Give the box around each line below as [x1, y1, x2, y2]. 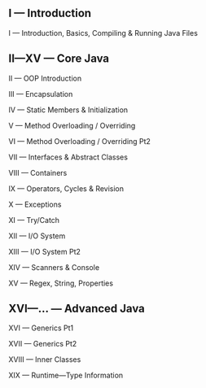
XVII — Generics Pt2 [8, 339, 77, 349]
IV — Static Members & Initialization [8, 105, 129, 115]
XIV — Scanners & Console [8, 262, 100, 272]
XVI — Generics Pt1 [8, 323, 74, 333]
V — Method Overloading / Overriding [8, 120, 136, 130]
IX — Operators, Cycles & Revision [8, 183, 125, 194]
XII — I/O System [8, 231, 66, 241]
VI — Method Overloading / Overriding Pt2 [8, 136, 151, 146]
